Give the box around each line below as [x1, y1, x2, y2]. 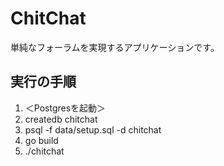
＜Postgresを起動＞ [24, 102, 107, 114]
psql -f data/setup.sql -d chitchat [24, 123, 162, 136]
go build [24, 134, 59, 146]
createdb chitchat [24, 113, 98, 125]
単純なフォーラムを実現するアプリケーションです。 [10, 41, 220, 53]
